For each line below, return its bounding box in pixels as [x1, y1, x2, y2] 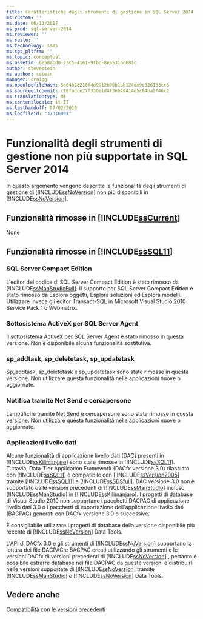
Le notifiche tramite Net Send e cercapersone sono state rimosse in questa [6, 410, 194, 417]
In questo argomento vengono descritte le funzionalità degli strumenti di [6, 182, 187, 190]
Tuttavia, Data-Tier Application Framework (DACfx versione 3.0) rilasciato [6, 465, 190, 472]
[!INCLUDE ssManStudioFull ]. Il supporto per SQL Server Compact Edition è [6, 284, 193, 292]
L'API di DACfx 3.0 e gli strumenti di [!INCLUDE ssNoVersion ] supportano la [6, 540, 192, 547]
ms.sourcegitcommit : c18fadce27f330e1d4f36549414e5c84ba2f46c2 [6, 88, 170, 94]
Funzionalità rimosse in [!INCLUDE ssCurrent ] [6, 213, 181, 223]
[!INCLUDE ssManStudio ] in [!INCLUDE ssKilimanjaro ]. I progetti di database [6, 490, 193, 498]
